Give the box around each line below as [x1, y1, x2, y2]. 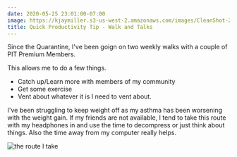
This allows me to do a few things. [7, 64, 107, 73]
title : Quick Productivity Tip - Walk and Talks [7, 23, 153, 30]
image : [7, 17, 27, 24]
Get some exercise [17, 85, 73, 94]
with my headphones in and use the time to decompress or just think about [7, 121, 225, 130]
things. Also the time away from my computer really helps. [7, 128, 176, 137]
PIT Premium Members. [7, 50, 76, 58]
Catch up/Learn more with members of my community [17, 77, 176, 86]
